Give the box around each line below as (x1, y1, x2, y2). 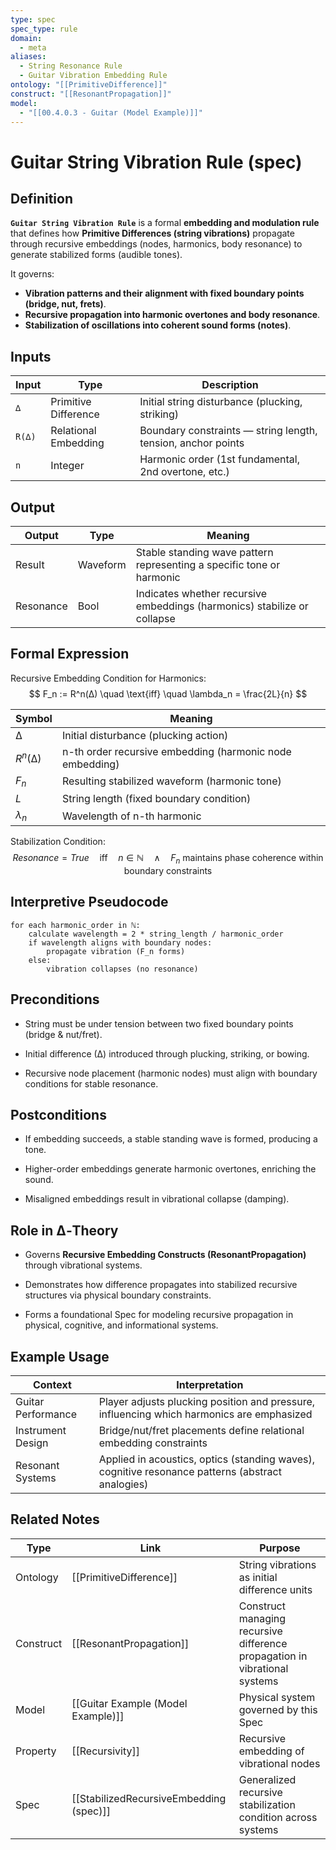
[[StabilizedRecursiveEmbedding (71, 1791, 227, 1805)
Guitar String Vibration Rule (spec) (10, 151, 303, 173)
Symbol (15, 711, 53, 725)
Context (32, 1378, 72, 1392)
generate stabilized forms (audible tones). (10, 249, 183, 261)
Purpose (259, 1541, 301, 1555)
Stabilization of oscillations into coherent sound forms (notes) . (24, 319, 292, 331)
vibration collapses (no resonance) (46, 964, 199, 974)
